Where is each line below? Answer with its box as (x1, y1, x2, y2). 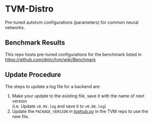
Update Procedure (5, 71, 61, 79)
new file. (12, 113, 29, 119)
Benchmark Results (5, 39, 65, 47)
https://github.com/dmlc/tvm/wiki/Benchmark (5, 57, 96, 62)
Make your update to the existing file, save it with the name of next (12, 93, 145, 99)
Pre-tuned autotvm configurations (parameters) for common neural (5, 19, 139, 25)
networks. (5, 24, 25, 30)
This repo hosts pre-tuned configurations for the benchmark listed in (5, 51, 141, 57)
